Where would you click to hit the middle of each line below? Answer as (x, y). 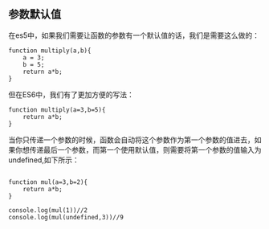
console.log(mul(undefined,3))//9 (66, 217)
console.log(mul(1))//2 (48, 210)
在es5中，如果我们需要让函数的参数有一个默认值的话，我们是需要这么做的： (134, 35)
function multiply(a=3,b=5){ (57, 110)
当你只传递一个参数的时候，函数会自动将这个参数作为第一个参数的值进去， (131, 140)
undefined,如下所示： (44, 160)
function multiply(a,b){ (50, 51)
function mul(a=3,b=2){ (48, 182)
